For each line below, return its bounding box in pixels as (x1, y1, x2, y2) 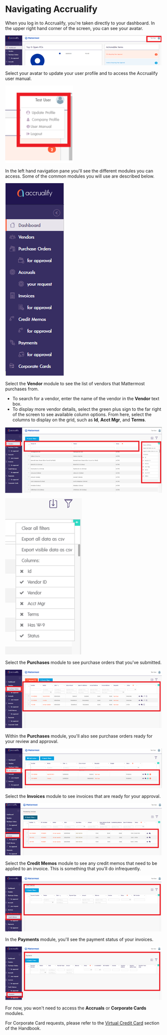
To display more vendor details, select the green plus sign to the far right (12, 406, 162, 412)
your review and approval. (5, 739, 59, 745)
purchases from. (5, 386, 39, 392)
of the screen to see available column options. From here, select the (12, 412, 152, 418)
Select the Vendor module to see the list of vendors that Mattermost (5, 381, 145, 387)
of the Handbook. (5, 1025, 41, 1031)
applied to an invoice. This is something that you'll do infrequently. (5, 866, 141, 872)
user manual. (5, 76, 32, 82)
